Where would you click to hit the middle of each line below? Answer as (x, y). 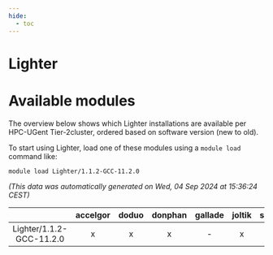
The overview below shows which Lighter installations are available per (128, 123)
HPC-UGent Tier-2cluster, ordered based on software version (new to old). (133, 132)
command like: (33, 156)
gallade (210, 214)
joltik (242, 214)
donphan (169, 214)
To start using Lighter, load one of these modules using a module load (125, 148)
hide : (17, 16)
